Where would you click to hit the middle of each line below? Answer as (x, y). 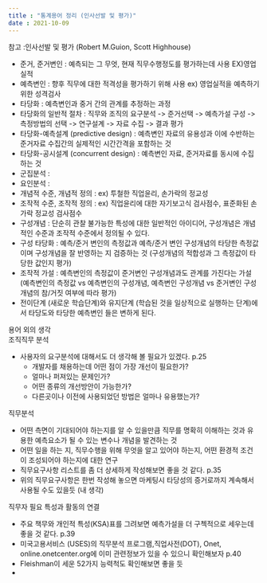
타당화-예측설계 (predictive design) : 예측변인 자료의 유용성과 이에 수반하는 (137, 133)
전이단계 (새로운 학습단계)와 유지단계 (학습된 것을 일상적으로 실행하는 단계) (135, 303)
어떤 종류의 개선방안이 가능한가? (81, 386)
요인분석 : (35, 183)
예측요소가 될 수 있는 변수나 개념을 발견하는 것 (106, 440)
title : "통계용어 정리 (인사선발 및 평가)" (73, 16)
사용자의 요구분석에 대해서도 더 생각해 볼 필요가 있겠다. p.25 (113, 356)
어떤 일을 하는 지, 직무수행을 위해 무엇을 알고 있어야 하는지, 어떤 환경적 (129, 450)
